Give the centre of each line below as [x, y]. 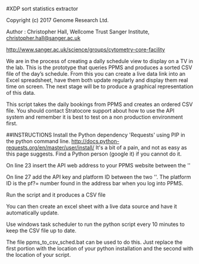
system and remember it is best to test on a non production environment [94, 117]
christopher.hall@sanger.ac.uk [43, 38]
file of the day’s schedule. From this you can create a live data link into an [96, 74]
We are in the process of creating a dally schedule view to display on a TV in [99, 61]
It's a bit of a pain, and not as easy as [141, 147]
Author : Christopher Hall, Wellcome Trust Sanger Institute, [78, 32]
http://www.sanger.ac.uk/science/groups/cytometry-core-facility [86, 49]
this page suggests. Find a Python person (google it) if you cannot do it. [94, 154]
